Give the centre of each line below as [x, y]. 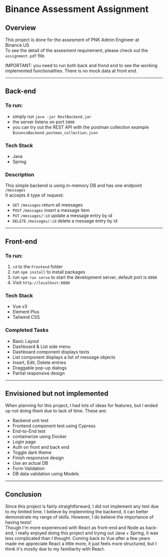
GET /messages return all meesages [47, 205]
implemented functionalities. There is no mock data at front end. [71, 71]
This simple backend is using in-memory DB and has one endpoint [74, 185]
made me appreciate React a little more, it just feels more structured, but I [81, 544]
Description [20, 174]
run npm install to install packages [49, 272]
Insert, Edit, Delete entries [39, 362]
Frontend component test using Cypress [54, 426]
